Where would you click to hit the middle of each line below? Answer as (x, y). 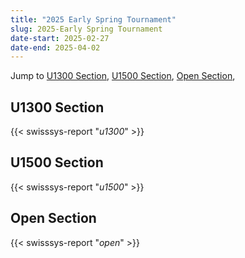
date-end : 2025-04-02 (55, 47)
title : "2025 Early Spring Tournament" (93, 19)
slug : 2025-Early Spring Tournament (86, 29)
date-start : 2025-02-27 (60, 38)
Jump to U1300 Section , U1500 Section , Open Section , (123, 76)
